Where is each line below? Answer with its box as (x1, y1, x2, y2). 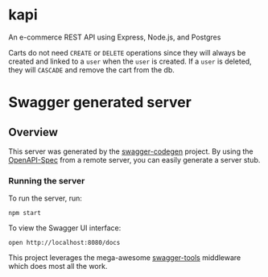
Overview (8, 125, 59, 138)
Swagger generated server (8, 93, 192, 112)
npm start (8, 209, 42, 217)
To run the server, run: (8, 193, 83, 203)
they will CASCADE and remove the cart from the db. (8, 64, 175, 74)
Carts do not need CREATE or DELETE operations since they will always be (8, 48, 246, 57)
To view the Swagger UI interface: (8, 223, 122, 233)
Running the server (8, 175, 85, 186)
